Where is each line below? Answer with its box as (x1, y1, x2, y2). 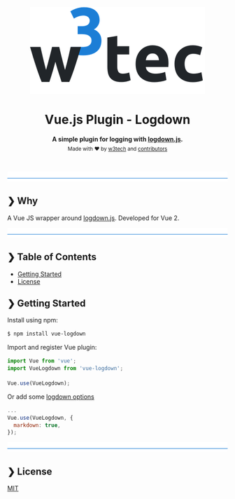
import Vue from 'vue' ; (7, 357, 77, 364)
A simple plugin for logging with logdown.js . (52, 135, 183, 143)
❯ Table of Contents (7, 251, 97, 263)
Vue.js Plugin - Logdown (44, 112, 191, 128)
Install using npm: (7, 316, 58, 324)
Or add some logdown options (7, 392, 94, 401)
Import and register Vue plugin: (7, 343, 97, 352)
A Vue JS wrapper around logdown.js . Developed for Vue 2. (7, 214, 180, 222)
